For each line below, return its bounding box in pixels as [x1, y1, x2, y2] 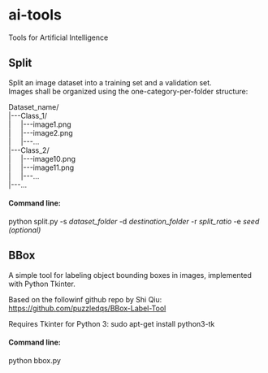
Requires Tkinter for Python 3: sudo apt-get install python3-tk [8, 319, 215, 328]
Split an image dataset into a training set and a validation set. [8, 77, 213, 87]
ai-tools [8, 6, 63, 24]
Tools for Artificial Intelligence [8, 33, 109, 42]
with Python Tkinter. [8, 279, 76, 288]
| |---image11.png [8, 163, 75, 172]
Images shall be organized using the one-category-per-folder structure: [8, 86, 249, 96]
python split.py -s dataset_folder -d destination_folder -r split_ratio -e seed [8, 216, 260, 226]
